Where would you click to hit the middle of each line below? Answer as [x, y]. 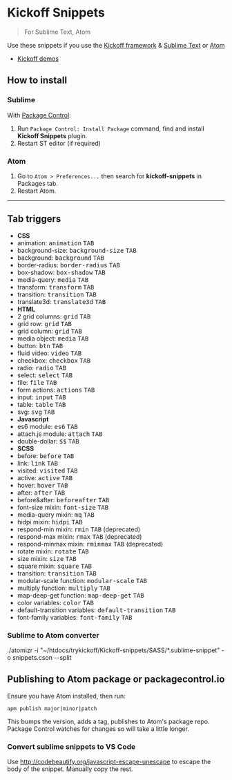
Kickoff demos [38, 58]
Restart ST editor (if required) [59, 143]
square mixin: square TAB [54, 566]
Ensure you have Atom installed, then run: [66, 696]
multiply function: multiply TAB [64, 588]
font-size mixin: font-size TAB [63, 507]
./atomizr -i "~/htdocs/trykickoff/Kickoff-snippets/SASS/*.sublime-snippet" [114, 650]
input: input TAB [42, 397]
